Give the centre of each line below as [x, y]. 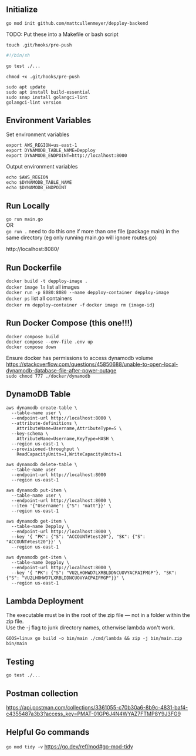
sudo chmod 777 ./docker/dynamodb [48, 376]
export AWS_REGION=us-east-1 [42, 146]
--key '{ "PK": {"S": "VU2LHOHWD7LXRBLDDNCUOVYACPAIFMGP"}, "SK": [94, 573]
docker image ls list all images [43, 287]
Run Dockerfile [34, 268]
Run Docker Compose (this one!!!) [70, 323]
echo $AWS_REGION [27, 177]
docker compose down [31, 347]
